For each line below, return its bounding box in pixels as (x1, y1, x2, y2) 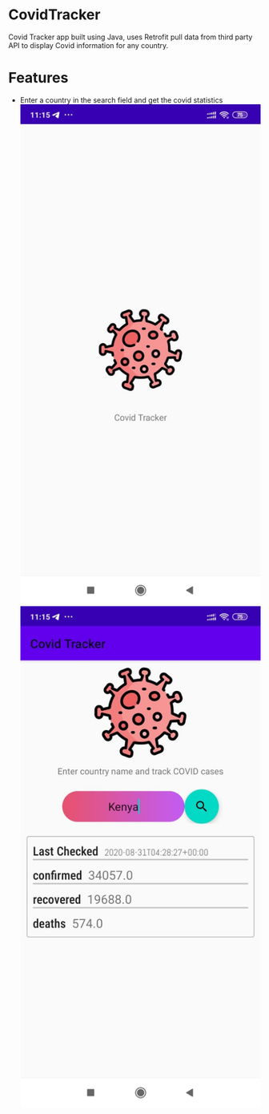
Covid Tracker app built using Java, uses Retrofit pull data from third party (8, 32, 253, 42)
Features (8, 69, 69, 87)
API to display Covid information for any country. (8, 40, 169, 50)
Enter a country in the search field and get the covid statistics (19, 95, 223, 105)
